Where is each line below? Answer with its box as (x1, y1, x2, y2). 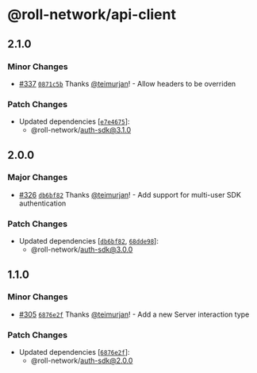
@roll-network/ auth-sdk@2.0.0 (30, 356, 133, 366)
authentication (18, 198, 67, 208)
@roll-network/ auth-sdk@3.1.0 (30, 125, 132, 135)
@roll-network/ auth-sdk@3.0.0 (30, 244, 133, 255)
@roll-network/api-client (7, 6, 176, 24)
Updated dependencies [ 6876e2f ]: (18, 348, 130, 357)
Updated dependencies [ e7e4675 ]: (18, 117, 130, 126)
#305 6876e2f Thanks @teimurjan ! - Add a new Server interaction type (18, 310, 250, 319)
